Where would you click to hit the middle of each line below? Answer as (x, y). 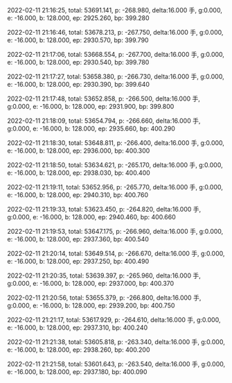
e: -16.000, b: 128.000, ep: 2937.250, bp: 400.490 (78, 261)
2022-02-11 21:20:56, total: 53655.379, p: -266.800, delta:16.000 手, (104, 298)
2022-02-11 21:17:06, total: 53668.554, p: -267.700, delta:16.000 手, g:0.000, (116, 54)
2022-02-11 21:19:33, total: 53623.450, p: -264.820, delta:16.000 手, (104, 209)
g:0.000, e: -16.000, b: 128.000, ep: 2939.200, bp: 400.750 (91, 305)
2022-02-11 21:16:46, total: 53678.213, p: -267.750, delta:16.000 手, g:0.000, (115, 32)
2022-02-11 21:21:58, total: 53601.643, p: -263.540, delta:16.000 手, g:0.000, (116, 364)
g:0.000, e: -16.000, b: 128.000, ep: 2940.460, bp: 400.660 (92, 217)
